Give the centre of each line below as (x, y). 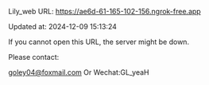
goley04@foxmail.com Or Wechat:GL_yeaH (79, 72)
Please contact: (34, 57)
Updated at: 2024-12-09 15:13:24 (63, 26)
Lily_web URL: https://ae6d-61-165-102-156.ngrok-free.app (104, 11)
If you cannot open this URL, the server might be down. (99, 42)
